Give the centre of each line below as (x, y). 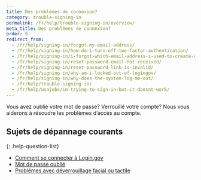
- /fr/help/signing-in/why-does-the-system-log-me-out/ (83, 78)
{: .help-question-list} (33, 146)
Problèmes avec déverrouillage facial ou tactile (72, 170)
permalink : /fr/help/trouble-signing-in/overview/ (71, 23)
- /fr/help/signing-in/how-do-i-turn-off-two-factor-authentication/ (100, 51)
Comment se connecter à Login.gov (59, 158)
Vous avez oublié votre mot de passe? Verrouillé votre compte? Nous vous (98, 106)
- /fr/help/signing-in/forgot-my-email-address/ (73, 45)
